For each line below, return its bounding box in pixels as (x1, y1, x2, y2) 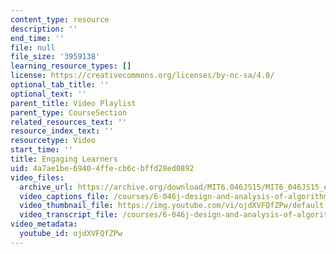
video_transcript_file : (19, 210, 118, 220)
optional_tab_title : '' (10, 80, 110, 90)
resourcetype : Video (10, 136, 97, 146)
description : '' (10, 24, 78, 34)
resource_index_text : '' (10, 126, 114, 136)
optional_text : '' (10, 89, 87, 99)
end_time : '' (10, 33, 65, 43)
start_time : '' (10, 145, 74, 155)
